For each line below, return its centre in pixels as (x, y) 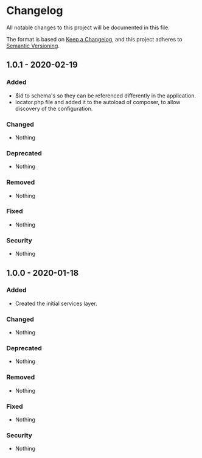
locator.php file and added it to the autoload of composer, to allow (98, 102)
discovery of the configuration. (54, 108)
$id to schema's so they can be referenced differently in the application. (106, 96)
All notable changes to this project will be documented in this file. (88, 27)
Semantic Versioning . (33, 46)
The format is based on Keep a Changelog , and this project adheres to (94, 39)
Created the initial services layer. (56, 303)
